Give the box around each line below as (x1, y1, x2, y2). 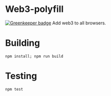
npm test (5, 87, 23, 92)
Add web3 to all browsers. (52, 20, 106, 26)
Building (5, 37, 40, 49)
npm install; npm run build (5, 54, 64, 59)
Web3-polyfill (5, 3, 64, 15)
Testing (5, 71, 37, 82)
